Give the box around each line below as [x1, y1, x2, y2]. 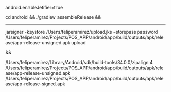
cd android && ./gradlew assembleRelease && [5, 14, 101, 20]
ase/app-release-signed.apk [5, 81, 65, 87]
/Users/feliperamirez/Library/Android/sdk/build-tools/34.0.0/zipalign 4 [5, 59, 153, 65]
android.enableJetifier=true [5, 5, 63, 10]
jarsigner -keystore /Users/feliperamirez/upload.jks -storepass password [5, 29, 158, 35]
